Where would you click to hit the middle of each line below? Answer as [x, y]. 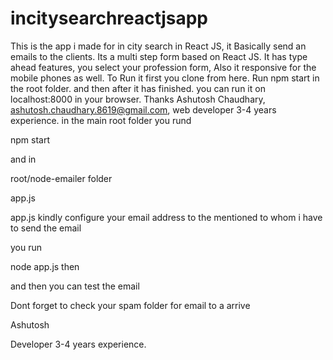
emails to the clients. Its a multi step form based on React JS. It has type [159, 56]
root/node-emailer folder [61, 178]
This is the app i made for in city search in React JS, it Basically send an [158, 46]
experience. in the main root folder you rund [101, 120]
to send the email [46, 228]
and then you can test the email [75, 286]
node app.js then [45, 266]
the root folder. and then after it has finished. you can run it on [138, 88]
